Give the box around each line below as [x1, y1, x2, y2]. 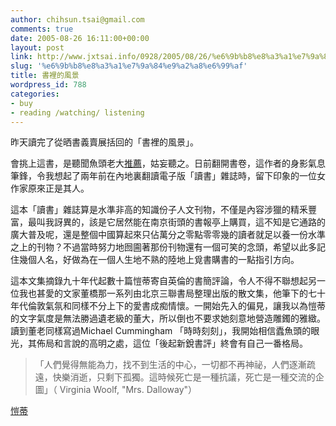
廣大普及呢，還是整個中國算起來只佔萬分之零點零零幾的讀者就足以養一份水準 [10, 229, 326, 241]
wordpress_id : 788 [10, 80, 87, 90]
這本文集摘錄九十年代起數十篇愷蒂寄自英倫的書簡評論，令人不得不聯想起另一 [10, 275, 326, 287]
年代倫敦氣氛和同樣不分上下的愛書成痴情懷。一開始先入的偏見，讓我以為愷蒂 [10, 300, 326, 312]
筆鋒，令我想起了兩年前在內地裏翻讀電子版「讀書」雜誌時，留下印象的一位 [10, 170, 317, 182]
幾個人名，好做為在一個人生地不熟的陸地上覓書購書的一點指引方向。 [18, 254, 300, 266]
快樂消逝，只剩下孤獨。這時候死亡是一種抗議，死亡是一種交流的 [52, 371, 316, 383]
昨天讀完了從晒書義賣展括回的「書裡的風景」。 [10, 136, 199, 148]
